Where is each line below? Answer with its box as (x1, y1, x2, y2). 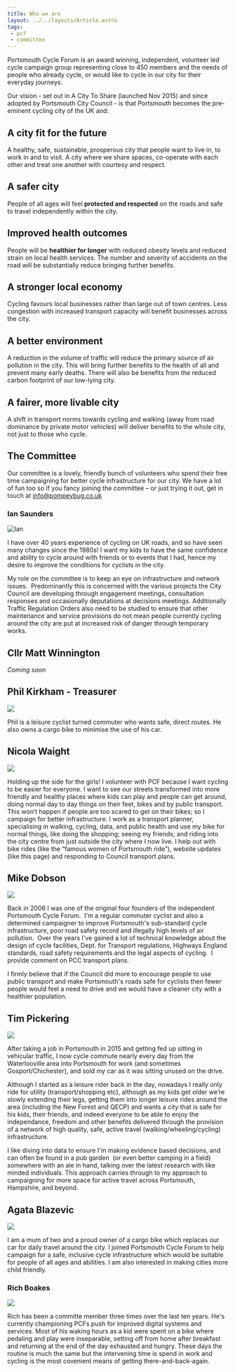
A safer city (7, 180, 60, 193)
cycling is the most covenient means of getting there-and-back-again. (7, 1357, 210, 1366)
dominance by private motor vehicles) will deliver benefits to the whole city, (7, 423, 226, 430)
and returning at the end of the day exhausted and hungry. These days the (7, 1342, 223, 1350)
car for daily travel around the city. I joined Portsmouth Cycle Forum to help (7, 1243, 224, 1251)
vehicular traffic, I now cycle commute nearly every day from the (7, 1052, 194, 1060)
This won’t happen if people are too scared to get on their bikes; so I (7, 807, 205, 815)
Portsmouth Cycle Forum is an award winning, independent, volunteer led (7, 55, 220, 64)
